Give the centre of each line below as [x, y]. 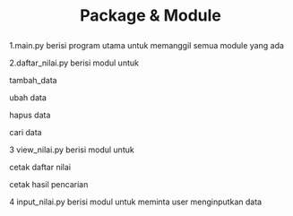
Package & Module [151, 16]
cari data [26, 133]
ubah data [28, 98]
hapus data [30, 115]
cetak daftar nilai [40, 168]
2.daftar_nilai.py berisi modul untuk [74, 63]
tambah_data [33, 81]
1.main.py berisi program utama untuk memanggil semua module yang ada [147, 46]
